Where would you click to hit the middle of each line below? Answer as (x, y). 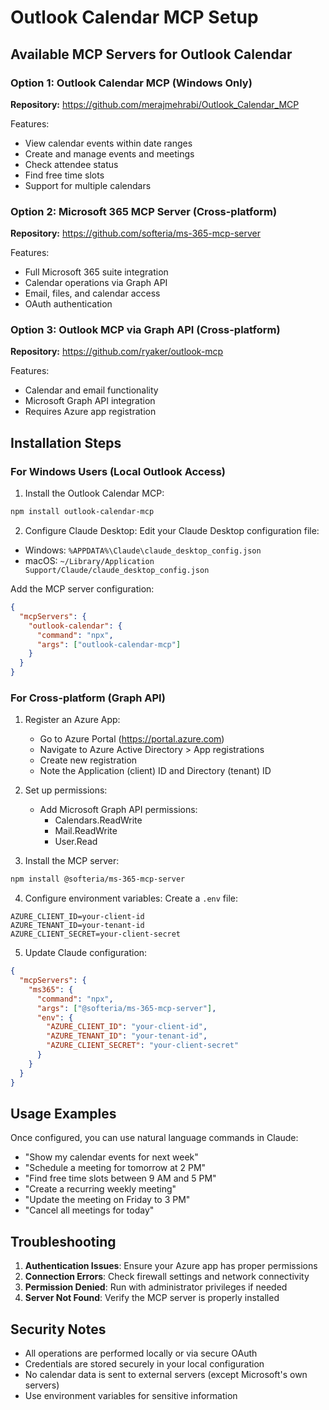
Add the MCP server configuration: (82, 589)
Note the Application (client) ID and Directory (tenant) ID (155, 771)
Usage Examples (63, 1113)
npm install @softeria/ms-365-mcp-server (98, 879)
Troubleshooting (63, 1241)
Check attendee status (71, 164)
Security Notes (58, 1329)
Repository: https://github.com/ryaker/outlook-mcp (117, 352)
